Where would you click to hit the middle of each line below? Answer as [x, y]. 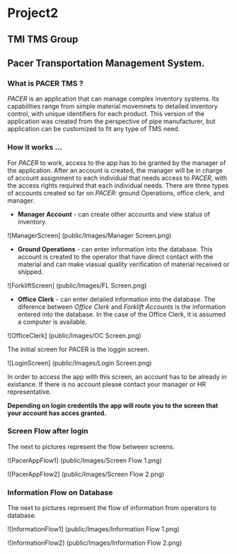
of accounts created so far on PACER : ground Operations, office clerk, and [116, 193]
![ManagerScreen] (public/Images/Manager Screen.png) [89, 235]
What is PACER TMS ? [45, 83]
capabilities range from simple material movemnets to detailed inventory [112, 106]
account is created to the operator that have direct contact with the [115, 256]
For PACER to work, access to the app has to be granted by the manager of [117, 163]
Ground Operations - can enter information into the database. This [115, 249]
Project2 [33, 13]
